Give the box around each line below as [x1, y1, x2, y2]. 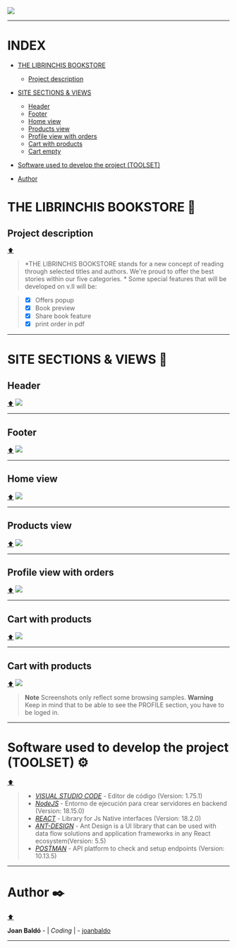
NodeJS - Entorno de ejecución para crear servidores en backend [35, 799, 227, 807]
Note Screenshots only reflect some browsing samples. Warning [24, 693, 214, 702]
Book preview [35, 304, 75, 312]
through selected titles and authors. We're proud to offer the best [24, 267, 214, 275]
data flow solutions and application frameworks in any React [35, 829, 211, 837]
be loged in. [24, 709, 60, 717]
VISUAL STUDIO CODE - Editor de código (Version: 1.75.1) [35, 792, 203, 800]
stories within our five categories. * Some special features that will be [24, 274, 227, 283]
